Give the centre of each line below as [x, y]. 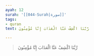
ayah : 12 [14, 10]
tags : [11, 19]
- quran [13, 24]
